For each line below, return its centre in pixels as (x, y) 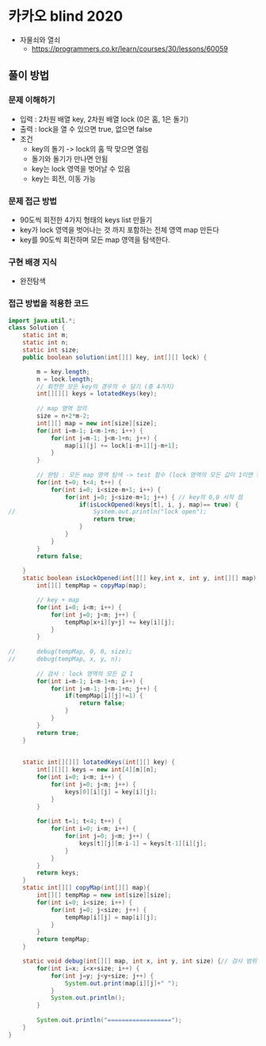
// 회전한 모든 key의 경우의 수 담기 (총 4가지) (106, 386)
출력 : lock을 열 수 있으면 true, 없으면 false (86, 129)
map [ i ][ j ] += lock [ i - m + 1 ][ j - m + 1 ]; (122, 445)
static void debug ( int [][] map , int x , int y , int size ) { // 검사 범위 (140, 961)
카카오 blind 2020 (66, 16)
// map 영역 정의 (62, 409)
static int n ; (46, 343)
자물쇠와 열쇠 (40, 40)
